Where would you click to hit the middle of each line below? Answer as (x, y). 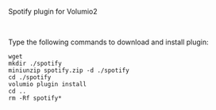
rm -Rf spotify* (35, 98)
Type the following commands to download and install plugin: (108, 42)
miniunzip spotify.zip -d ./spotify (69, 70)
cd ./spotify (30, 78)
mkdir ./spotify (35, 63)
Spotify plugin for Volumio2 (53, 11)
